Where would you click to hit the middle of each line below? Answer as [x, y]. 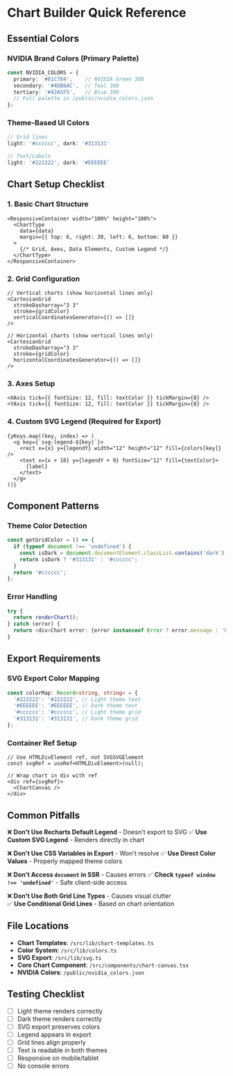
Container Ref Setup [42, 743]
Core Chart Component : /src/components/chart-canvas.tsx [103, 965]
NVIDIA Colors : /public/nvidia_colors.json [80, 972]
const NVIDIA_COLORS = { [43, 72]
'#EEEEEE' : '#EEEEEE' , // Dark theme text [76, 706]
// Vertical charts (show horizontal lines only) [80, 293]
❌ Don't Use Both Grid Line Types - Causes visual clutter [89, 896]
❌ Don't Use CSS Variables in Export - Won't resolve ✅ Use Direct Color [112, 853]
